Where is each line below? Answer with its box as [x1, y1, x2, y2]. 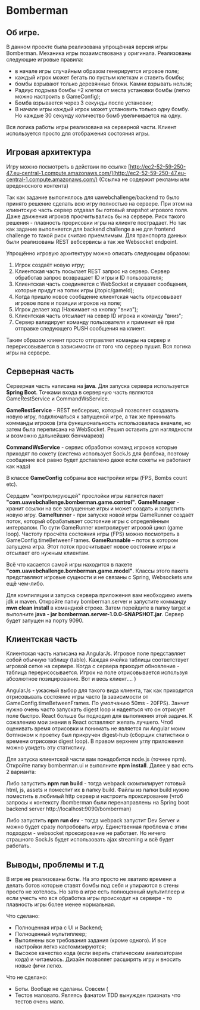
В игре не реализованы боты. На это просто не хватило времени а [6, 876, 177, 883]
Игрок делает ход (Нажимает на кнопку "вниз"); [14, 305, 139, 313]
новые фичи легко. [14, 962, 63, 969]
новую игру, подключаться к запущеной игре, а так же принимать [6, 413, 176, 420]
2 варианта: [6, 769, 36, 776]
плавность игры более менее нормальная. [6, 901, 115, 908]
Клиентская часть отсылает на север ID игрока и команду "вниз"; [14, 312, 183, 319]
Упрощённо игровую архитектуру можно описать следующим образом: [6, 249, 190, 257]
